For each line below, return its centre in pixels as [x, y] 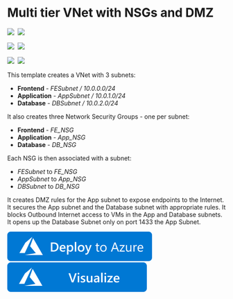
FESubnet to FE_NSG [47, 171]
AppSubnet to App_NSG [52, 179]
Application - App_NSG [51, 137]
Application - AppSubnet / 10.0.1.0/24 [71, 96]
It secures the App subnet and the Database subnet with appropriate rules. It [116, 207]
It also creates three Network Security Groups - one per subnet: [98, 117]
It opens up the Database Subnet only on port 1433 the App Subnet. [104, 222]
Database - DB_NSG [47, 144]
